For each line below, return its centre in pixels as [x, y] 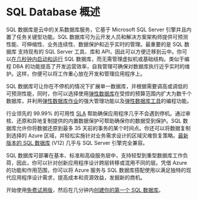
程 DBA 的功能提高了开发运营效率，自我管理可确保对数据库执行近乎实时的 [95, 66]
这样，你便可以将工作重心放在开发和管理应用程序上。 [81, 74]
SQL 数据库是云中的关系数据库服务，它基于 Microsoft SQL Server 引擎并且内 [99, 29]
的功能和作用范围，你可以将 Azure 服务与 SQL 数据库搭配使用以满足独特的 [96, 170]
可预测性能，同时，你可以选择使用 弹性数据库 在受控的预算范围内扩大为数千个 [99, 93]
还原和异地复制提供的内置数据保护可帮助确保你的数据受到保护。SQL [99, 121]
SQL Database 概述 [53, 12]
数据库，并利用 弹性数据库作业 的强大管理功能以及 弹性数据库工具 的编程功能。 [99, 101]
